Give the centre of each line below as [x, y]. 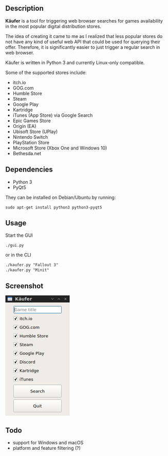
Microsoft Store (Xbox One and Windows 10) [60, 148]
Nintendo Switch [30, 137]
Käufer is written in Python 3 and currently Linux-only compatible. [75, 62]
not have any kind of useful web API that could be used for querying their [83, 42]
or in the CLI [18, 255]
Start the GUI [19, 235]
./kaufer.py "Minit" [27, 270]
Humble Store [27, 93]
